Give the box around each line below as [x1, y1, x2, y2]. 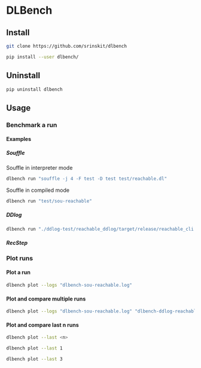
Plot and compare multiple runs [6, 295, 86, 302]
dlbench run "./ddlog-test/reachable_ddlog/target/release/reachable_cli [6, 226, 194, 232]
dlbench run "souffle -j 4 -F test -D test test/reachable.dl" [6, 176, 167, 182]
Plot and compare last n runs [6, 321, 79, 329]
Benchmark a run [6, 121, 57, 129]
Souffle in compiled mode [6, 186, 70, 194]
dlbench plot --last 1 [6, 345, 63, 351]
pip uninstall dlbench [6, 86, 63, 93]
